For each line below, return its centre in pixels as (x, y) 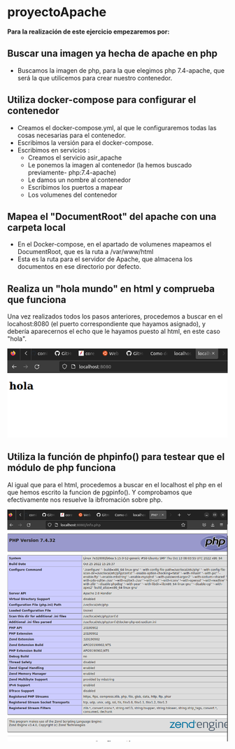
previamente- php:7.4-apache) (72, 172)
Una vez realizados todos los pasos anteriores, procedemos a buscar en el (115, 316)
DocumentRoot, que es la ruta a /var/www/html (85, 252)
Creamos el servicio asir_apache (75, 157)
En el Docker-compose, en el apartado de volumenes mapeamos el (114, 244)
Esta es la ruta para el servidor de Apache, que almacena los (105, 259)
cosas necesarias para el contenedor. (71, 135)
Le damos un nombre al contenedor (79, 180)
